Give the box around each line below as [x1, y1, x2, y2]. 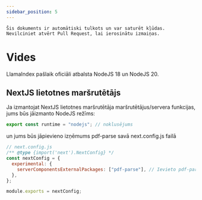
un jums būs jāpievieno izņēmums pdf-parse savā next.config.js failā [6, 133, 176, 140]
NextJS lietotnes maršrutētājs [6, 88, 121, 98]
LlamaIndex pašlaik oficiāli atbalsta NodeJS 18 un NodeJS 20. [6, 70, 159, 77]
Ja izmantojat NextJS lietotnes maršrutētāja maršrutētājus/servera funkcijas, [6, 103, 196, 111]
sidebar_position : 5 [6, 8, 58, 15]
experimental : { [11, 160, 52, 167]
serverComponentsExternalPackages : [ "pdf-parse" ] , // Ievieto [17, 166, 176, 172]
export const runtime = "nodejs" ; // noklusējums [6, 121, 133, 128]
